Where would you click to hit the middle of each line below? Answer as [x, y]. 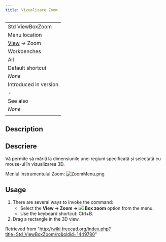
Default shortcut [27, 68]
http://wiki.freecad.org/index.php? [75, 229]
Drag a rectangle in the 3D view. [46, 219]
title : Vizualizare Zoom [31, 10]
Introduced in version [33, 84]
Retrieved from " [22, 229]
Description [24, 129]
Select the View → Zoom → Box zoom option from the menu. [87, 208]
